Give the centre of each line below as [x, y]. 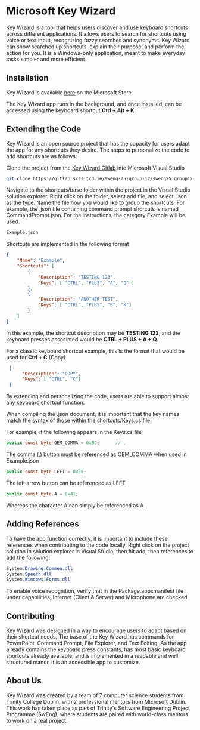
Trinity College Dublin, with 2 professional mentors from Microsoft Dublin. [96, 701]
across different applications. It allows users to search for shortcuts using [96, 33]
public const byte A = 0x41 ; [42, 494]
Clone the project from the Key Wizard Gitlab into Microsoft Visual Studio [96, 168]
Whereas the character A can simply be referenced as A [75, 505]
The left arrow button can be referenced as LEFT [66, 483]
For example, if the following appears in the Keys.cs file [74, 432]
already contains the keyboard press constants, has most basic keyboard [96, 649]
